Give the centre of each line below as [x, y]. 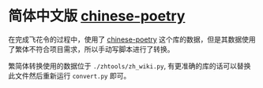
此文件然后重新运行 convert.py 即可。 [70, 75]
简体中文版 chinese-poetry [97, 16]
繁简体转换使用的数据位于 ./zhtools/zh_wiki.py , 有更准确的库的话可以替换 [130, 66]
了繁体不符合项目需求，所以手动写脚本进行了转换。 [91, 49]
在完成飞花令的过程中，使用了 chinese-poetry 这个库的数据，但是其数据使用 [132, 39]
